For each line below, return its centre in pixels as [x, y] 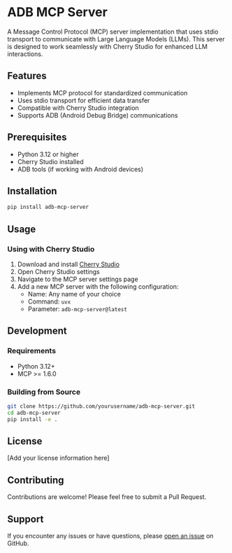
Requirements [32, 351]
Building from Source [44, 392]
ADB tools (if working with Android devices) [80, 169]
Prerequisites [37, 137]
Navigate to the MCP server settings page [78, 279]
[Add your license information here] [58, 458]
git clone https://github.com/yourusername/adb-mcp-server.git [101, 406]
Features [27, 76]
